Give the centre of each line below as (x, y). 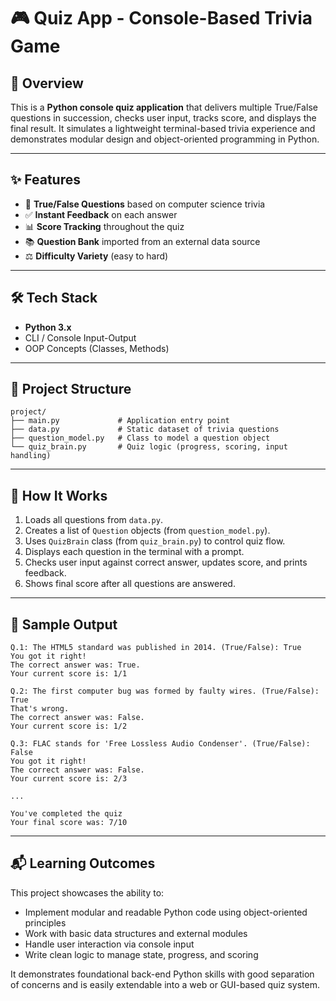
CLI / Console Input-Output (80, 337)
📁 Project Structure (71, 389)
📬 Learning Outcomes (83, 863)
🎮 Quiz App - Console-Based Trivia (161, 18)
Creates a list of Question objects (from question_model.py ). (147, 531)
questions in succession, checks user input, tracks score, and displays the (163, 118)
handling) (31, 456)
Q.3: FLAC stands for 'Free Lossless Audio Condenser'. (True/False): (160, 744)
